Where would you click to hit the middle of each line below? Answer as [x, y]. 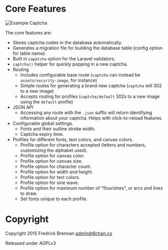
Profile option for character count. [56, 166]
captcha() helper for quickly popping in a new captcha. [70, 64]
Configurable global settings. [43, 123]
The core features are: [29, 32]
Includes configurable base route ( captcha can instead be [80, 75]
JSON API [23, 107]
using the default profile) [47, 101]
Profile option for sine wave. [49, 183]
